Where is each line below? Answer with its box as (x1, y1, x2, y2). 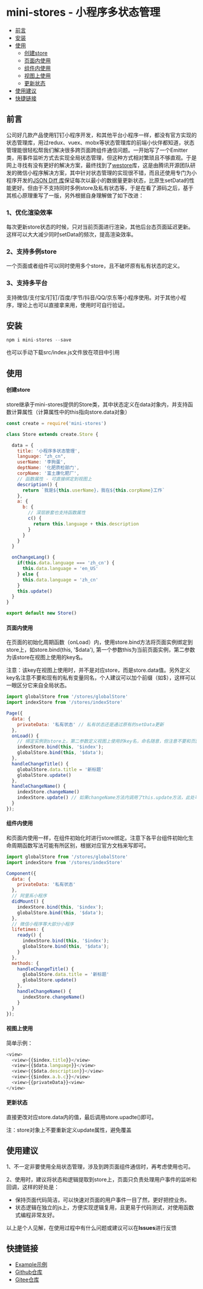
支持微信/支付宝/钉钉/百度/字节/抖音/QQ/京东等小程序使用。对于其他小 (6, 294, 181, 301)
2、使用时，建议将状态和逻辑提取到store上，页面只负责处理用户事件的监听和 (6, 1175, 197, 1183)
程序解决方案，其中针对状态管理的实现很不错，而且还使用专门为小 (32, 169, 197, 176)
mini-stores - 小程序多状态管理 (6, 5, 161, 19)
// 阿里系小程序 (11, 893, 47, 899)
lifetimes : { (11, 926, 45, 933)
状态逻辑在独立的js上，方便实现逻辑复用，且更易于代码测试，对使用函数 (14, 1204, 195, 1211)
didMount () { (11, 898, 45, 904)
